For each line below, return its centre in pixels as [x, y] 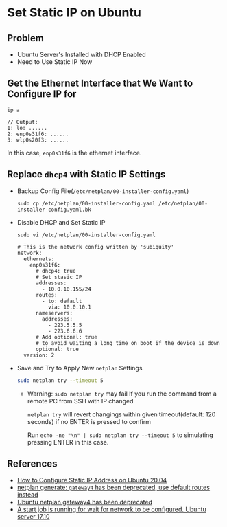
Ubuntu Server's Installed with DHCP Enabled [81, 54]
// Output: [23, 122]
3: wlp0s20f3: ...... [38, 140]
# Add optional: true [66, 337]
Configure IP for [42, 94]
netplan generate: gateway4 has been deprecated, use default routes [113, 487]
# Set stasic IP [59, 277]
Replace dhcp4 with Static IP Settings [86, 174]
